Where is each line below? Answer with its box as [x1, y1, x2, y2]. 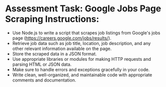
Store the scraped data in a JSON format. [12, 50, 97, 57]
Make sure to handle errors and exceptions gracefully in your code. [12, 66, 150, 72]
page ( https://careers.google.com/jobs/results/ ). [12, 35, 111, 41]
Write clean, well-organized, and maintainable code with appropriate [12, 72, 153, 78]
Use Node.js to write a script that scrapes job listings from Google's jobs [12, 30, 161, 36]
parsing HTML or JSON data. [12, 61, 72, 67]
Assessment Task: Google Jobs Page [5, 3, 162, 14]
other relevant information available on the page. [12, 45, 112, 51]
